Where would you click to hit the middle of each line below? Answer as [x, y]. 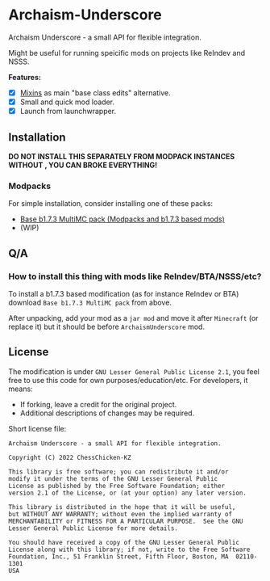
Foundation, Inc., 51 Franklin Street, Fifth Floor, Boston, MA [118, 556]
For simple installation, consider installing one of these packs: [111, 204]
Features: [25, 77]
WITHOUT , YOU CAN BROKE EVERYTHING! [83, 165]
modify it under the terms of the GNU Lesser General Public [113, 478]
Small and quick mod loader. [67, 102]
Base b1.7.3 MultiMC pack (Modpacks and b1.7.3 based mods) [123, 219]
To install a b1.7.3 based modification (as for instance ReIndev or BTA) [124, 293]
